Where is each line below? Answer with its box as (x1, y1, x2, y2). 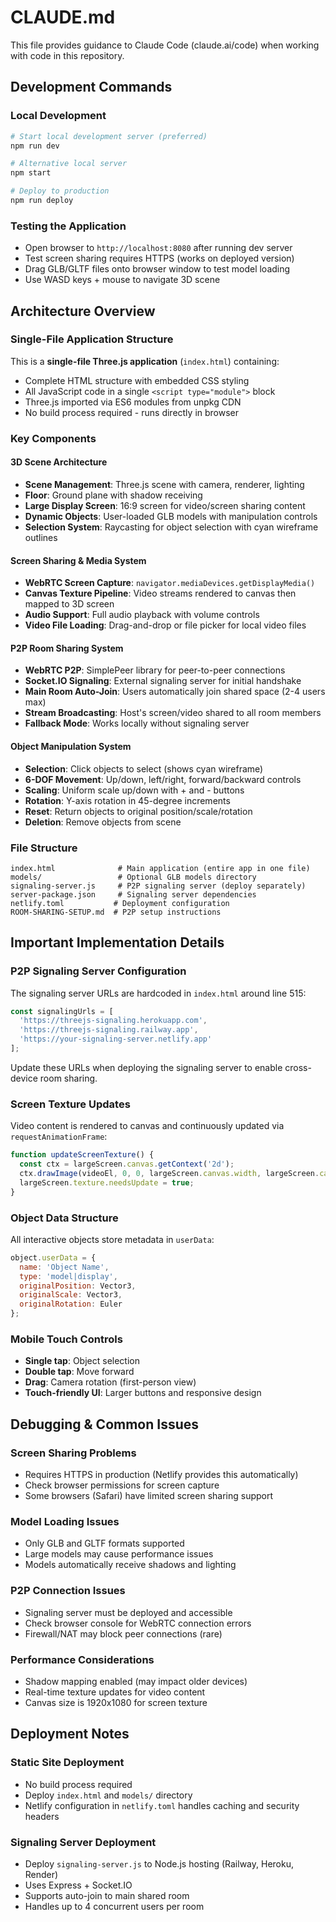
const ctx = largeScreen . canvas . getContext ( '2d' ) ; (19, 1159, 235, 1170)
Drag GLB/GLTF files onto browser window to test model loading (24, 263, 291, 275)
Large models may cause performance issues (24, 1548, 214, 1560)
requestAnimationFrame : (10, 1131, 108, 1143)
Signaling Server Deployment (10, 1835, 157, 1849)
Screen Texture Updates (10, 1097, 131, 1111)
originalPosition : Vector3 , (19, 1281, 137, 1291)
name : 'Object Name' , (19, 1262, 110, 1272)
